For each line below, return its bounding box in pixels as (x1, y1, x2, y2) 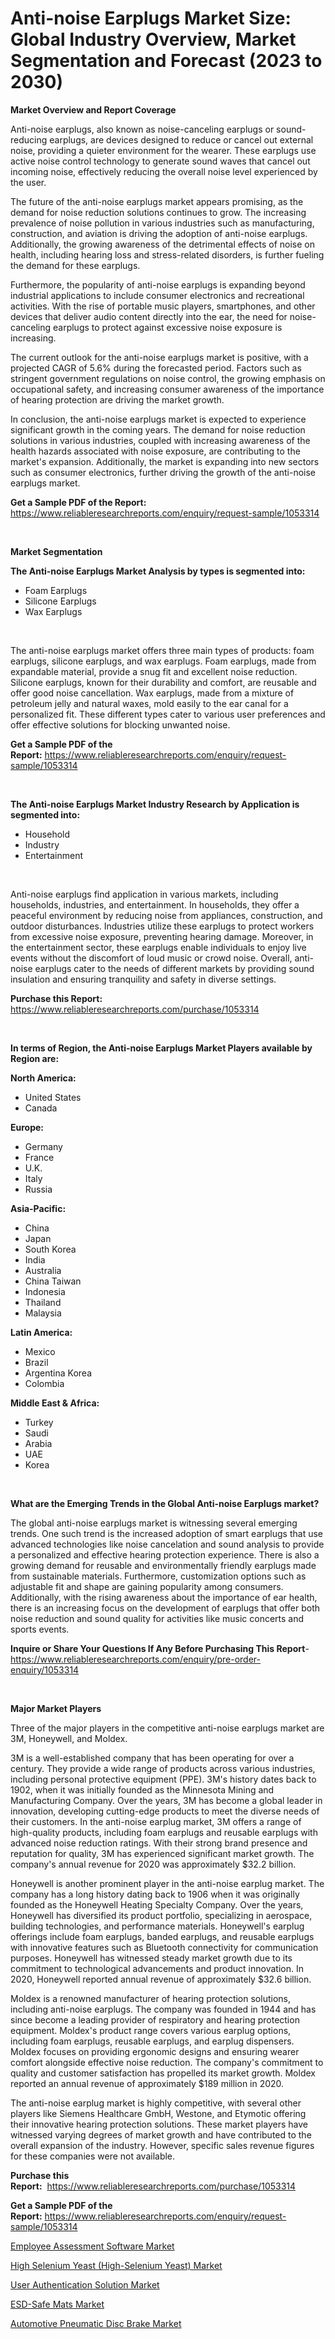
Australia (24, 1264, 62, 1276)
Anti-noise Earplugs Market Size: (10, 7, 292, 30)
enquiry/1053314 (10, 1663, 80, 1676)
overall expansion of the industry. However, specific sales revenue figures (10, 2139, 315, 2151)
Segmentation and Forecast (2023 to (10, 50, 323, 72)
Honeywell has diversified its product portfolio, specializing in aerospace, (10, 1909, 313, 1921)
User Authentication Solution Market (10, 2278, 160, 2291)
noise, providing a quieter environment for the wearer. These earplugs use (10, 144, 317, 156)
